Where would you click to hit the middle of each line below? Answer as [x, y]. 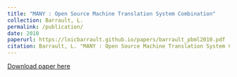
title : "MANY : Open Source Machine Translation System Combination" [112, 14]
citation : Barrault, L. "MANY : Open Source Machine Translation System [116, 46]
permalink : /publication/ [45, 27]
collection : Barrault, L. [45, 20]
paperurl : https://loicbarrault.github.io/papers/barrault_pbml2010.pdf [116, 40]
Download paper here [39, 66]
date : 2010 [23, 33]
